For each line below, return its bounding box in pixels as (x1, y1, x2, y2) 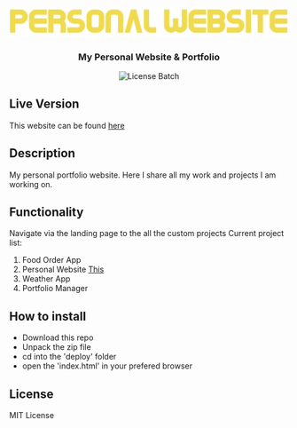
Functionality (9, 204, 84, 219)
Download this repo (21, 332, 94, 343)
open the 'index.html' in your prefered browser (21, 361, 193, 371)
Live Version (9, 97, 80, 112)
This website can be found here (9, 120, 126, 131)
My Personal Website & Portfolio (78, 51, 220, 63)
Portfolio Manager (21, 283, 89, 294)
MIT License (9, 410, 55, 420)
